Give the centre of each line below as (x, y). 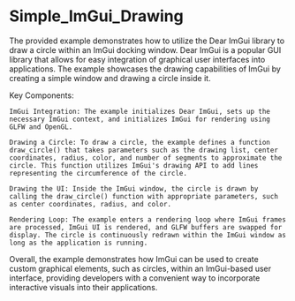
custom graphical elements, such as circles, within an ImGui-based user (140, 268)
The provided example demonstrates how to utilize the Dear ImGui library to (147, 41)
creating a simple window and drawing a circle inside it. (110, 78)
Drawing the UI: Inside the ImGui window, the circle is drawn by (134, 188)
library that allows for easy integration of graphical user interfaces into (137, 59)
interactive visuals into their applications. (83, 287)
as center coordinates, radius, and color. (91, 204)
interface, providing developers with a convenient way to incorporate (135, 278)
